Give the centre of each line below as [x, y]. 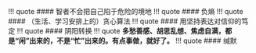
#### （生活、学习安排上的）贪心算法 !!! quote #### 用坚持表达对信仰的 [125, 21]
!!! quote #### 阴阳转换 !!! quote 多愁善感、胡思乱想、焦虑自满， [121, 31]
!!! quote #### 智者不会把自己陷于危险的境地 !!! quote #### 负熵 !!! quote [126, 11]
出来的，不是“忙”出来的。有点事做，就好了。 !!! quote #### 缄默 [133, 41]
